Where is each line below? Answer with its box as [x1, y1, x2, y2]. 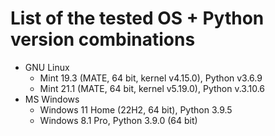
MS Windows [24, 93, 80, 105]
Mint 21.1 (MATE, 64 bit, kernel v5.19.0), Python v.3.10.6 [39, 82, 266, 94]
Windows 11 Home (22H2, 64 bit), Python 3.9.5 [39, 103, 233, 116]
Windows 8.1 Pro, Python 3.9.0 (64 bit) [39, 114, 198, 126]
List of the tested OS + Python [10, 7, 265, 30]
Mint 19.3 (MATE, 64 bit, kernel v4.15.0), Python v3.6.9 [39, 72, 263, 84]
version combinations [10, 28, 196, 51]
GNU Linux [24, 61, 70, 73]
